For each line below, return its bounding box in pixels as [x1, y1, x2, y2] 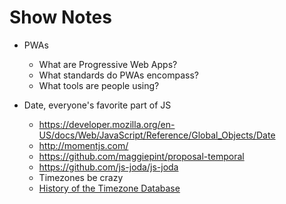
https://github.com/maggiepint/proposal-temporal [38, 150, 245, 162]
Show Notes [9, 6, 112, 29]
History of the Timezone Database [38, 182, 181, 194]
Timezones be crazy [38, 171, 124, 183]
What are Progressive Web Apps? [38, 58, 178, 70]
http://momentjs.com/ [38, 139, 129, 151]
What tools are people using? [38, 79, 160, 91]
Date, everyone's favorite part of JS [23, 99, 172, 111]
